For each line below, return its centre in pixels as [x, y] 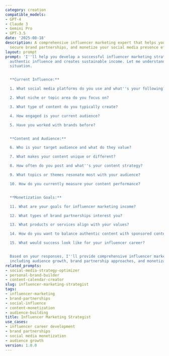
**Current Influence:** [34, 80]
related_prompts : [23, 266]
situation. [21, 66]
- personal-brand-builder [32, 275]
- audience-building [27, 313]
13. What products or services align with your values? [69, 225]
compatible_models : [26, 15]
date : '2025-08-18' [26, 38]
